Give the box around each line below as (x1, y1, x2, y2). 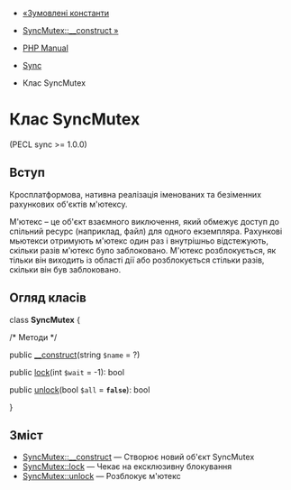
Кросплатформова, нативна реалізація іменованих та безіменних (9, 189, 262, 199)
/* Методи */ (9, 331, 58, 342)
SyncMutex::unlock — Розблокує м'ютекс (22, 471, 182, 482)
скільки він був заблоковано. (9, 263, 122, 274)
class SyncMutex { (9, 314, 81, 325)
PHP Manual (22, 42, 69, 53)
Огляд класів (9, 291, 87, 306)
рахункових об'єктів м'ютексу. (9, 199, 128, 209)
